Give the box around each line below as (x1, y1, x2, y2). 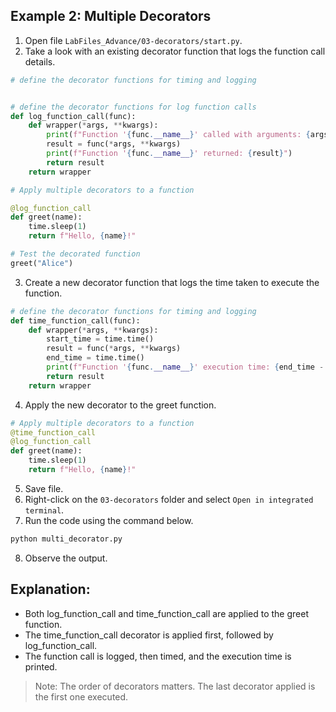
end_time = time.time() (46, 353, 145, 363)
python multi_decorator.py (10, 534, 123, 544)
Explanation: (10, 581, 91, 598)
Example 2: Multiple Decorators (10, 8, 212, 25)
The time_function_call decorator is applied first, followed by (24, 629, 274, 641)
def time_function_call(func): (10, 315, 141, 326)
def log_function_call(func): (10, 111, 137, 121)
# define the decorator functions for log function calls (10, 102, 257, 112)
